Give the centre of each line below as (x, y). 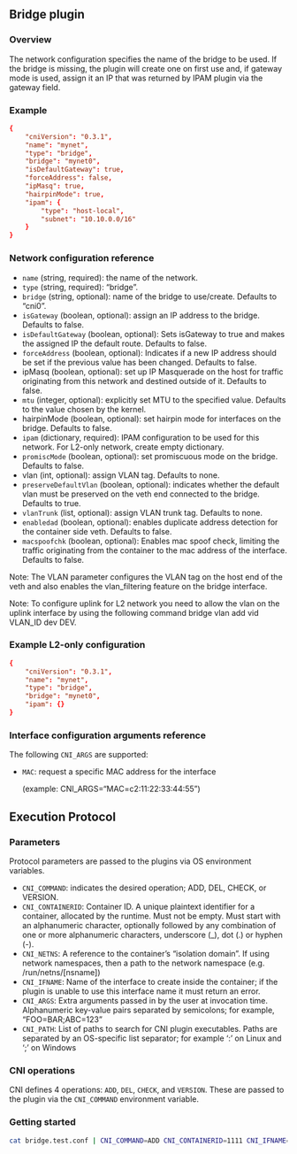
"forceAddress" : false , (69, 178)
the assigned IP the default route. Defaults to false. (114, 343)
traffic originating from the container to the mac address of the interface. (154, 550)
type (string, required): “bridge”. (80, 287)
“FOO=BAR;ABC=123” (62, 1019)
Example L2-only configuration (77, 645)
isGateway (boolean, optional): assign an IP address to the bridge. (141, 315)
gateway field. (35, 87)
